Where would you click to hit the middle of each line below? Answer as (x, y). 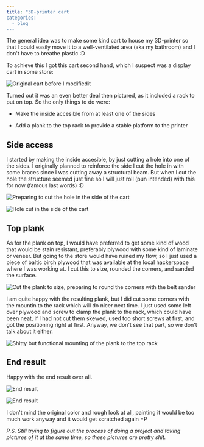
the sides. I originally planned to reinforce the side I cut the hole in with (95, 166)
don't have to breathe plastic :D (46, 54)
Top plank (25, 228)
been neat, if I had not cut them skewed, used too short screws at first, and (100, 318)
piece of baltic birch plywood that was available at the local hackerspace (97, 262)
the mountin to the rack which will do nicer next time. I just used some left (99, 305)
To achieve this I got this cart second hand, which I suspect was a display (99, 65)
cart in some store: (30, 72)
